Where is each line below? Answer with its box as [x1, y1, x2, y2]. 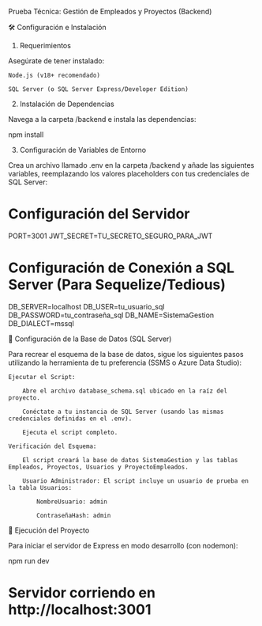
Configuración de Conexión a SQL [8, 259, 235, 277]
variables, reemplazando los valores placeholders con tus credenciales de [8, 169, 250, 178]
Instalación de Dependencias [19, 99, 114, 108]
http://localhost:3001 [8, 601, 152, 619]
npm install [8, 130, 44, 139]
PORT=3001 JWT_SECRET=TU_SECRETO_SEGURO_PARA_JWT [8, 231, 213, 241]
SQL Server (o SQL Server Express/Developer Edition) [8, 85, 189, 93]
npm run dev [8, 556, 50, 565]
